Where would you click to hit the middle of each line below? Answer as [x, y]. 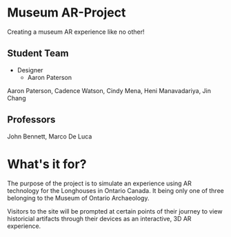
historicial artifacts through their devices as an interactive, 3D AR [99, 218]
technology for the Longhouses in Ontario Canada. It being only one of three [115, 190]
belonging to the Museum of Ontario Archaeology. [78, 198]
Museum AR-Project [67, 13]
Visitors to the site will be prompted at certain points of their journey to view [115, 211]
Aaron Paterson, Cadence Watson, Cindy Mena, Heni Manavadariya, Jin [109, 90]
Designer [30, 70]
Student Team [38, 53]
